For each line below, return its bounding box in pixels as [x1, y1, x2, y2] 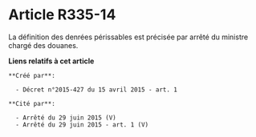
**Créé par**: [8, 71, 56, 79]
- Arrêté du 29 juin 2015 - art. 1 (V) [15, 120, 149, 129]
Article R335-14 [8, 6, 116, 24]
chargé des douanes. [8, 40, 79, 50]
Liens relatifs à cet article [8, 56, 95, 66]
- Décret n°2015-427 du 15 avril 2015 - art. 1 [15, 86, 178, 94]
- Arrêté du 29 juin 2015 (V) [15, 114, 116, 122]
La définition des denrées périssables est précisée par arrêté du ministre [8, 32, 249, 42]
